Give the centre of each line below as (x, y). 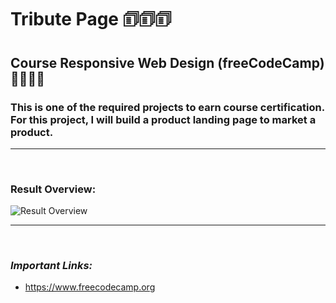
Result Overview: (53, 189)
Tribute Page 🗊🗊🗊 (91, 19)
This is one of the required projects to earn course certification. (167, 107)
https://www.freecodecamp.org (90, 287)
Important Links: (51, 266)
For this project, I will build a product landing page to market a (163, 119)
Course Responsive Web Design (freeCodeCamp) (167, 62)
